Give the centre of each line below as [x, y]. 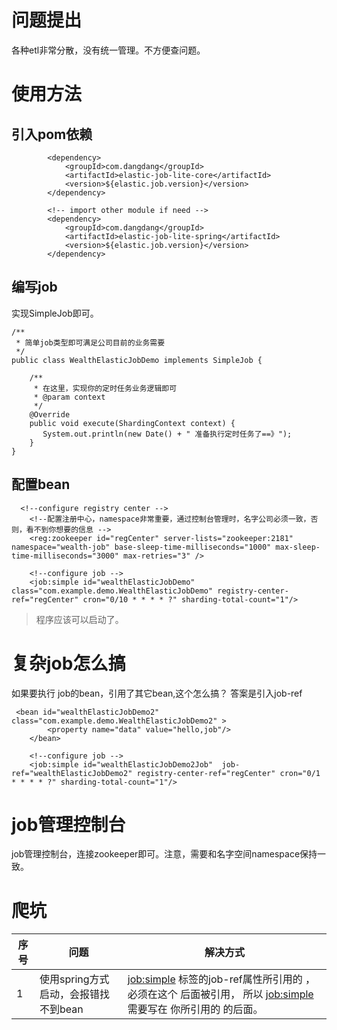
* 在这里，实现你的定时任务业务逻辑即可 [105, 388]
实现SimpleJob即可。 [55, 313]
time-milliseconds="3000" [65, 556]
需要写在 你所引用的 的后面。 [195, 1009]
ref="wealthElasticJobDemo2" [72, 773]
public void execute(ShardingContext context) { [132, 423]
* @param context [69, 397]
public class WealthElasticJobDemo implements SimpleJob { [137, 360]
